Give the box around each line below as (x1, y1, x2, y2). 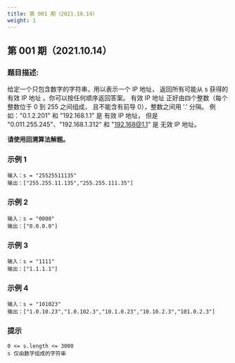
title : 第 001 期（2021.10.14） (7, 10, 99, 18)
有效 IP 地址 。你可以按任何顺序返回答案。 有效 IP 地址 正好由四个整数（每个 (7, 94, 228, 102)
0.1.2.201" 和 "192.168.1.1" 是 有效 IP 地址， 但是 (22, 111, 158, 120)
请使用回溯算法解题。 (7, 135, 69, 144)
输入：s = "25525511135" (7, 172, 77, 180)
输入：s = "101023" (7, 301, 61, 308)
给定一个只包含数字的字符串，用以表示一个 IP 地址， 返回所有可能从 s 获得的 (7, 85, 229, 94)
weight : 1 (7, 17, 37, 24)
